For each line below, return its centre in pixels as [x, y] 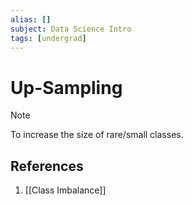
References [47, 166]
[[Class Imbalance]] [65, 190]
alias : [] [31, 19]
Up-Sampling [66, 87]
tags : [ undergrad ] [48, 38]
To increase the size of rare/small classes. [97, 135]
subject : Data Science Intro [71, 29]
